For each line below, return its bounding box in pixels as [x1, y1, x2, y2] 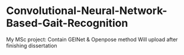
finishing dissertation [6, 42, 57, 49]
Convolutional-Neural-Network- [6, 4, 167, 18]
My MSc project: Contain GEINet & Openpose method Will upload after [6, 36, 178, 43]
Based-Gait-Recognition [6, 16, 128, 30]
